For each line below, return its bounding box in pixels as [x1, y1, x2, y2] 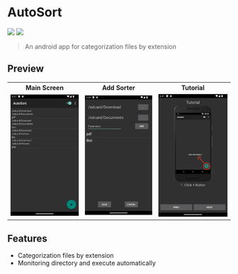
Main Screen [25, 84, 64, 92]
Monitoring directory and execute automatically [17, 259, 156, 268]
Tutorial [181, 84, 205, 92]
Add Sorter [101, 84, 136, 92]
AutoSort [7, 4, 62, 21]
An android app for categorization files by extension [24, 42, 177, 50]
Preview [7, 63, 45, 75]
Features [7, 232, 47, 244]
